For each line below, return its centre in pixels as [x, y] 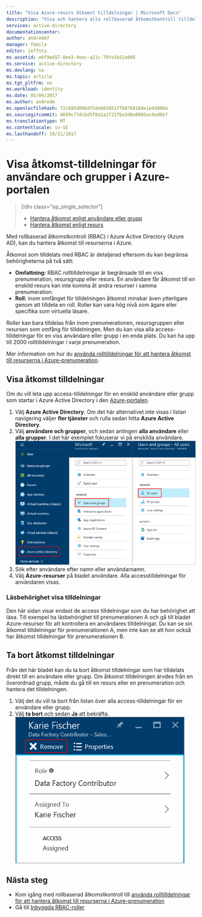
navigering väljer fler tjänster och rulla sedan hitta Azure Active [94, 418]
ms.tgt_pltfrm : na [29, 83]
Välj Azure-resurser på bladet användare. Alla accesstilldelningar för [100, 575]
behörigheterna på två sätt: [40, 261]
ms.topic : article [29, 76]
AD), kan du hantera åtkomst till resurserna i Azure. [70, 243]
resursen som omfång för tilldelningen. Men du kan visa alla [80, 330]
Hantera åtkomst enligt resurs [67, 225]
